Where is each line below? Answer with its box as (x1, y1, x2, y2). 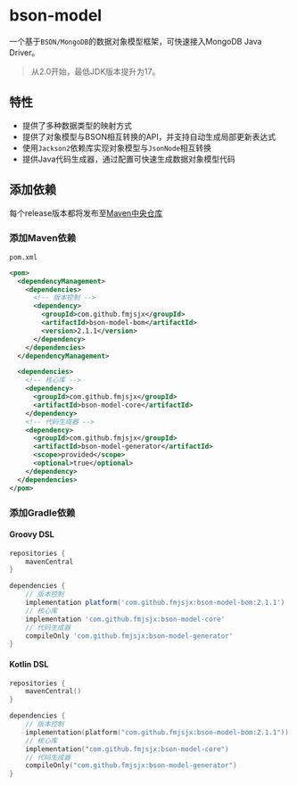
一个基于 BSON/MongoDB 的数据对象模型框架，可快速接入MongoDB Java (9, 36, 262, 46)
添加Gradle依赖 (9, 506, 76, 518)
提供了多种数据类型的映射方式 (21, 120, 132, 130)
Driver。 (9, 46, 40, 58)
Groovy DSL (9, 529, 55, 540)
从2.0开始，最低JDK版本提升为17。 (30, 66, 161, 77)
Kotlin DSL (9, 658, 49, 669)
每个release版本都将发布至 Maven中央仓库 (9, 207, 163, 219)
